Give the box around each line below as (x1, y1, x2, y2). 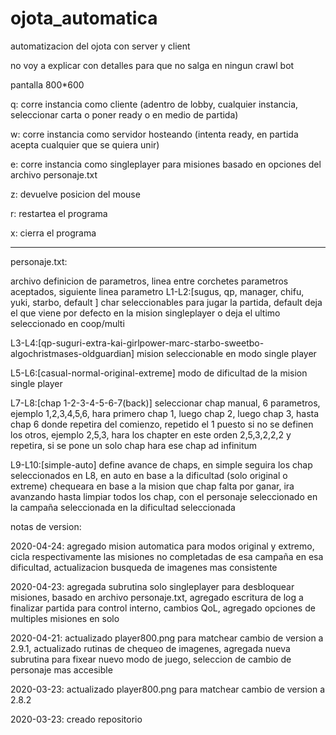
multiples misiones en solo (10, 612, 120, 624)
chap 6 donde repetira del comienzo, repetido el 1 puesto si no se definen (10, 418, 314, 430)
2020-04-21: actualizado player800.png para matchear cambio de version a (10, 632, 324, 644)
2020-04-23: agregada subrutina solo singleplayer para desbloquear (10, 580, 295, 592)
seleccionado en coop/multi (10, 317, 125, 329)
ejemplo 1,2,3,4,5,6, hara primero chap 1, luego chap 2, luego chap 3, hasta (10, 407, 320, 419)
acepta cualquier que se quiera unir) (10, 138, 160, 151)
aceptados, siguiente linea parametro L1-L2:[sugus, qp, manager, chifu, (10, 285, 305, 297)
